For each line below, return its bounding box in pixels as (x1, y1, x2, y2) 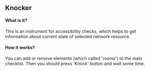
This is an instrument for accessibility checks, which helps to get (5, 28, 136, 34)
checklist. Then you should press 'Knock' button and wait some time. (5, 60, 145, 66)
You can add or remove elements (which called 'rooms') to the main (5, 55, 143, 61)
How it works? (5, 45, 35, 51)
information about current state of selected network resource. (5, 34, 130, 39)
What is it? (5, 17, 28, 23)
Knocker (5, 4, 32, 12)
